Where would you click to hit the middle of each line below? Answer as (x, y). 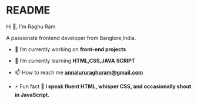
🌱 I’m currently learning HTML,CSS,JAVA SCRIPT (75, 61)
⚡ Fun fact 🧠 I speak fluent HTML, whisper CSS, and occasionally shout (103, 86)
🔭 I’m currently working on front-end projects (70, 49)
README (28, 10)
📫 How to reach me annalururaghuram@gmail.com (79, 72)
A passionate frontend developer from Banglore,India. (71, 38)
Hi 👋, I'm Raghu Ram (31, 26)
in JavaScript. (32, 95)
